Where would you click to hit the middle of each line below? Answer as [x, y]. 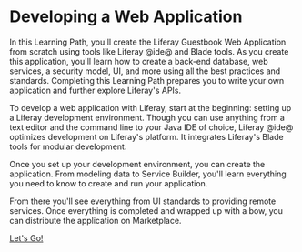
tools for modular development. [68, 146]
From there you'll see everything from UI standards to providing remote [143, 201]
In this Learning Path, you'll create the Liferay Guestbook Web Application [148, 42]
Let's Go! [26, 237]
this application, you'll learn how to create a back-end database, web [139, 61]
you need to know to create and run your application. [109, 183]
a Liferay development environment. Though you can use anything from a [147, 117]
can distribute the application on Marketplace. [96, 220]
